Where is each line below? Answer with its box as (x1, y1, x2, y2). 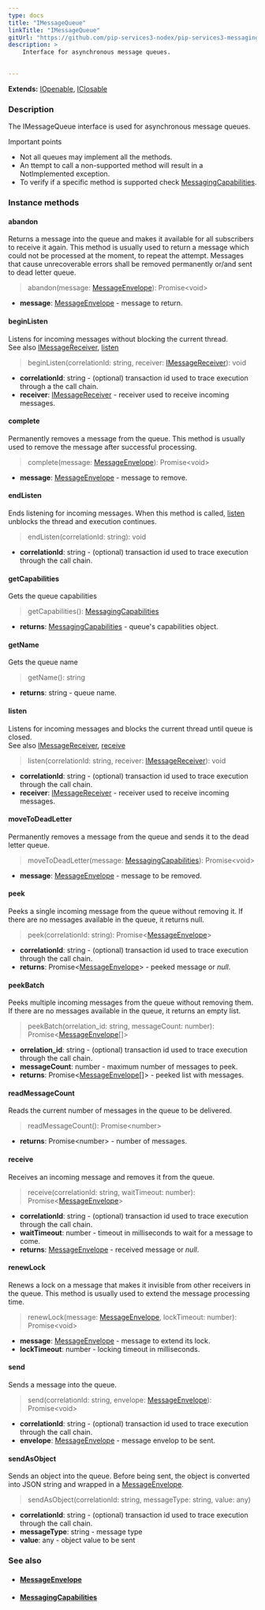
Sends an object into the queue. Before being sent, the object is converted (8, 1471, 250, 1481)
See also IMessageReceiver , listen (8, 343, 119, 352)
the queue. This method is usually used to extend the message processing (8, 1288, 250, 1298)
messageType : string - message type (19, 1527, 144, 1537)
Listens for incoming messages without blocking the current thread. (8, 334, 229, 343)
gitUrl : (8, 33, 34, 42)
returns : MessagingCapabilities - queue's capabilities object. (19, 622, 218, 631)
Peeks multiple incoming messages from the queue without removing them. (8, 998, 254, 1007)
